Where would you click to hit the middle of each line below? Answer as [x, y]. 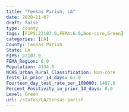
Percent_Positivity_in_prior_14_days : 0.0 [59, 89]
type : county [22, 28]
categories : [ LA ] [28, 39]
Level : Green [22, 94]
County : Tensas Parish [34, 45]
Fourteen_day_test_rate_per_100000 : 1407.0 [61, 84]
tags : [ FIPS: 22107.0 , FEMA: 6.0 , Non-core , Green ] [65, 34]
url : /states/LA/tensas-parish [45, 100]
